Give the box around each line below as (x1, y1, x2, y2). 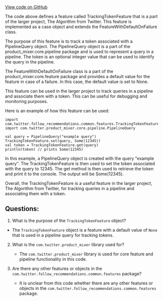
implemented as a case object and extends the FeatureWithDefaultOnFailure (5, 24, 158, 30)
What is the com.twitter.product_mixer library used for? (12, 241, 125, 247)
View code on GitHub (5, 4, 48, 10)
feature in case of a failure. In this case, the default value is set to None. (5, 79, 149, 84)
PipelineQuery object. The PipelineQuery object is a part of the (5, 44, 130, 49)
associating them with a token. (5, 191, 66, 196)
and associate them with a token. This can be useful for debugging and (5, 93, 147, 99)
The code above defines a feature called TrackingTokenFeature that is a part (5, 14, 158, 19)
